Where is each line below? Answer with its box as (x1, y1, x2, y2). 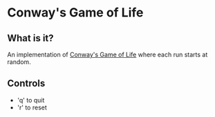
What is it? (7, 32, 54, 44)
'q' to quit (17, 96, 45, 104)
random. (7, 58, 31, 66)
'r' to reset (17, 103, 47, 111)
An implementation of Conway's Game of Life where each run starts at (7, 50, 208, 58)
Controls (7, 78, 46, 89)
